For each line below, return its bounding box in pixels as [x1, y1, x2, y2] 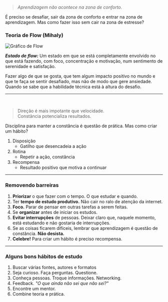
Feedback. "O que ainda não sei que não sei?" [12, 280, 109, 286]
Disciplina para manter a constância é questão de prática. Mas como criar [5, 123, 157, 129]
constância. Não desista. [12, 230, 65, 236]
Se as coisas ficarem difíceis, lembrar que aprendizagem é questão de [12, 225, 158, 231]
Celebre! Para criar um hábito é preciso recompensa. [12, 235, 122, 242]
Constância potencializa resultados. [17, 113, 91, 119]
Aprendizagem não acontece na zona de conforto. [17, 5, 122, 10]
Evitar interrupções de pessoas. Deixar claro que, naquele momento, [12, 214, 156, 220]
